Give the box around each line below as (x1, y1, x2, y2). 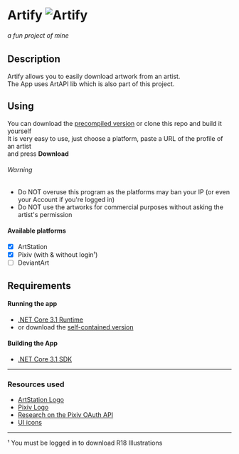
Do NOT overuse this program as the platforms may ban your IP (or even (17, 187, 230, 196)
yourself (7, 127, 32, 135)
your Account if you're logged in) (17, 195, 115, 204)
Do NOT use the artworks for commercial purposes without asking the (17, 203, 224, 211)
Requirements (7, 280, 71, 292)
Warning (7, 166, 33, 174)
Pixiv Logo (17, 403, 49, 412)
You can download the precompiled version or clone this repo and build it (7, 119, 223, 127)
